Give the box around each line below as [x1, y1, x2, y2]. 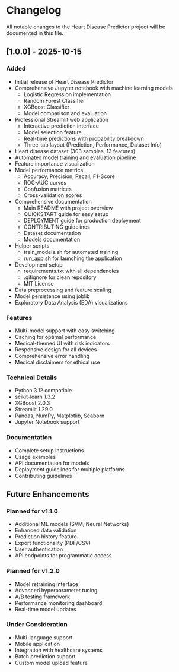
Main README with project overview [23, 204, 113, 211]
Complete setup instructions [14, 446, 84, 454]
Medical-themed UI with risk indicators [14, 340, 110, 347]
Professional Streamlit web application [14, 116, 108, 123]
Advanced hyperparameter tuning [14, 587, 98, 594]
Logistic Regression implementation [23, 90, 111, 98]
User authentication [14, 546, 63, 553]
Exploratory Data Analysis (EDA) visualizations [14, 299, 129, 306]
